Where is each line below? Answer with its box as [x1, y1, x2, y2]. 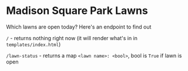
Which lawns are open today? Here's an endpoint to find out [6, 23, 152, 30]
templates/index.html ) [6, 41, 61, 48]
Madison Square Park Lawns [6, 4, 148, 17]
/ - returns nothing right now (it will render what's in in [6, 34, 138, 41]
